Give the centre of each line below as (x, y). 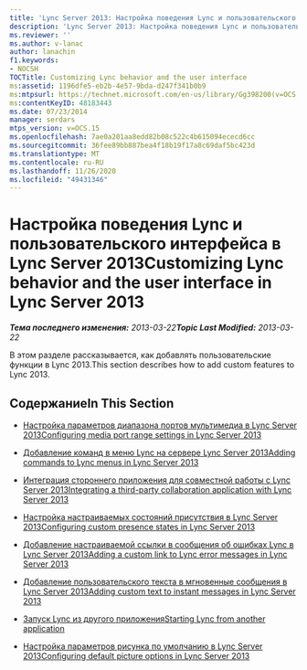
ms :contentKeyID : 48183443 (61, 103)
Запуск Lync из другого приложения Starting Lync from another (144, 619)
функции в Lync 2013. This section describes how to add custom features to (152, 365)
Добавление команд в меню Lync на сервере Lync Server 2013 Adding (159, 452)
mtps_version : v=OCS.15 (55, 129)
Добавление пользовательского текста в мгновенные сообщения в (155, 582)
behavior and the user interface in (141, 283)
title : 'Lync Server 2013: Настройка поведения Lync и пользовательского (153, 18)
